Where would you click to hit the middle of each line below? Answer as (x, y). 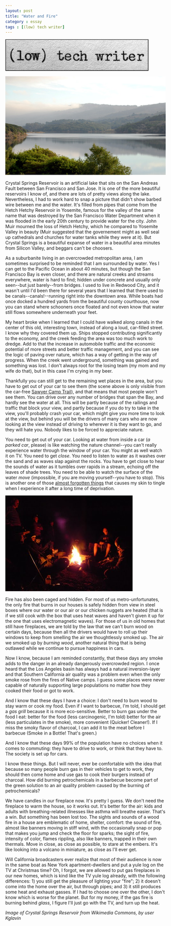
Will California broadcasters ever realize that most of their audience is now (83, 860)
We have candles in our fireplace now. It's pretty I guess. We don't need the (85, 801)
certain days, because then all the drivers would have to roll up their (77, 632)
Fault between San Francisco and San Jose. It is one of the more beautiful (83, 188)
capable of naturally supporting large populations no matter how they (78, 685)
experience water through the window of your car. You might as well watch (84, 450)
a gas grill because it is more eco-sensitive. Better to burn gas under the (81, 712)
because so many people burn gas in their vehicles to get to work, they (80, 769)
